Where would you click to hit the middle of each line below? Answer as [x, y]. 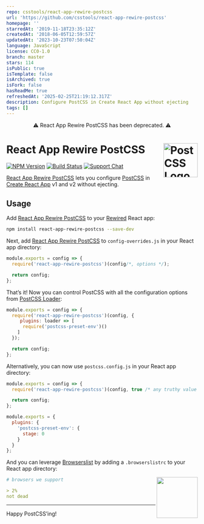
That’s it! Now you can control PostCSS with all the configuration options [97, 292]
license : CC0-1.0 [28, 52]
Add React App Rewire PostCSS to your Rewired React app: [81, 218]
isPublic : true [25, 68]
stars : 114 [20, 62]
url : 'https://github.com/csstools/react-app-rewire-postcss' [87, 18]
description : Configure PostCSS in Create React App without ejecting [97, 102]
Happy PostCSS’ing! [32, 514]
